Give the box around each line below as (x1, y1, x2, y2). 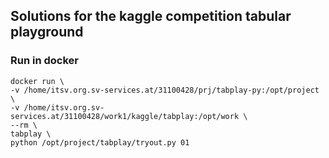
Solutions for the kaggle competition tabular (10, 8, 292, 25)
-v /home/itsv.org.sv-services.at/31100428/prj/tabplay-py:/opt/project (10, 85, 320, 95)
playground (10, 24, 84, 41)
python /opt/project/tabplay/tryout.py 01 (10, 137, 190, 148)
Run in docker (10, 54, 79, 68)
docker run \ (10, 76, 65, 86)
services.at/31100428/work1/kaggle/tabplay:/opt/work (10, 111, 240, 121)
